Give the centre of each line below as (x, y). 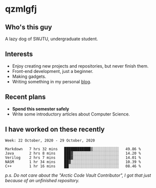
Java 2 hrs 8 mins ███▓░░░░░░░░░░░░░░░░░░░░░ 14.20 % (73, 153)
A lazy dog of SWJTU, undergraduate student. (52, 39)
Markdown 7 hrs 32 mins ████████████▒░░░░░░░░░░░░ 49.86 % (73, 149)
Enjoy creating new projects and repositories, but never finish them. (80, 66)
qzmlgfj (21, 9)
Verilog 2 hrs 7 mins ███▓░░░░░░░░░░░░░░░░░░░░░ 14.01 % (73, 158)
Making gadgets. (29, 76)
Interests (19, 54)
